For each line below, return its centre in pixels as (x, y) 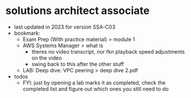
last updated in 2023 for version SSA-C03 (64, 27)
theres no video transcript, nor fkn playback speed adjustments (108, 51)
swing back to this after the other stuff (78, 64)
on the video (47, 58)
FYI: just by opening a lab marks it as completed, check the (94, 82)
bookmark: (27, 33)
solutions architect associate (78, 11)
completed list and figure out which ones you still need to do (96, 89)
